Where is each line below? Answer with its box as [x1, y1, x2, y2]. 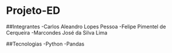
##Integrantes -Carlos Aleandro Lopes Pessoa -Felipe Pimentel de [6, 23, 166, 30]
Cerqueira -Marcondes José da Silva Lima [6, 29, 108, 36]
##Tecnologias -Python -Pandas [6, 40, 85, 47]
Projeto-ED [6, 4, 60, 17]
